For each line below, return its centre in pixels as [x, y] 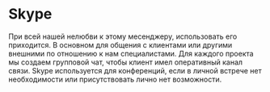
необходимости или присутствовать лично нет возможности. [115, 79]
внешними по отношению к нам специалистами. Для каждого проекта [131, 53]
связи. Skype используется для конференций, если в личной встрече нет [135, 70]
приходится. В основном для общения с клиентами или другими [120, 44]
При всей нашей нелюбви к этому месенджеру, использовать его [123, 36]
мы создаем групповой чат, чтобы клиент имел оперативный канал [126, 62]
